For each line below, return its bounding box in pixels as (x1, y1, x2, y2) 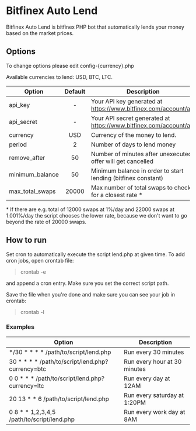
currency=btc (9, 364, 47, 373)
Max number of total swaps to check (91, 183, 191, 191)
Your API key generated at (91, 97, 163, 105)
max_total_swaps (9, 187, 56, 195)
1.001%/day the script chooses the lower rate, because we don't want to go (6, 212, 188, 219)
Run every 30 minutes (123, 348, 184, 356)
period (9, 140, 27, 149)
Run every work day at (123, 408, 185, 416)
